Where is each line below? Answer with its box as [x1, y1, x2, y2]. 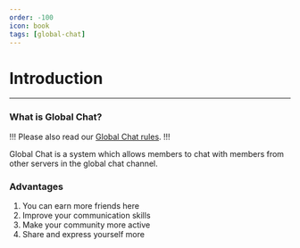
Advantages [9, 180, 64, 193]
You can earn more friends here [21, 200, 140, 211]
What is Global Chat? [9, 111, 103, 123]
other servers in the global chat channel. [9, 158, 158, 169]
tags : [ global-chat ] [9, 29, 87, 38]
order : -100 [9, 12, 54, 22]
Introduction [9, 68, 104, 88]
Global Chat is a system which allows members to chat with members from [9, 148, 284, 159]
